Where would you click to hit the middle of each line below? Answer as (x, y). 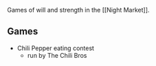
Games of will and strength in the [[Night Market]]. (78, 10)
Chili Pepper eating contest (56, 48)
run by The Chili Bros (57, 55)
